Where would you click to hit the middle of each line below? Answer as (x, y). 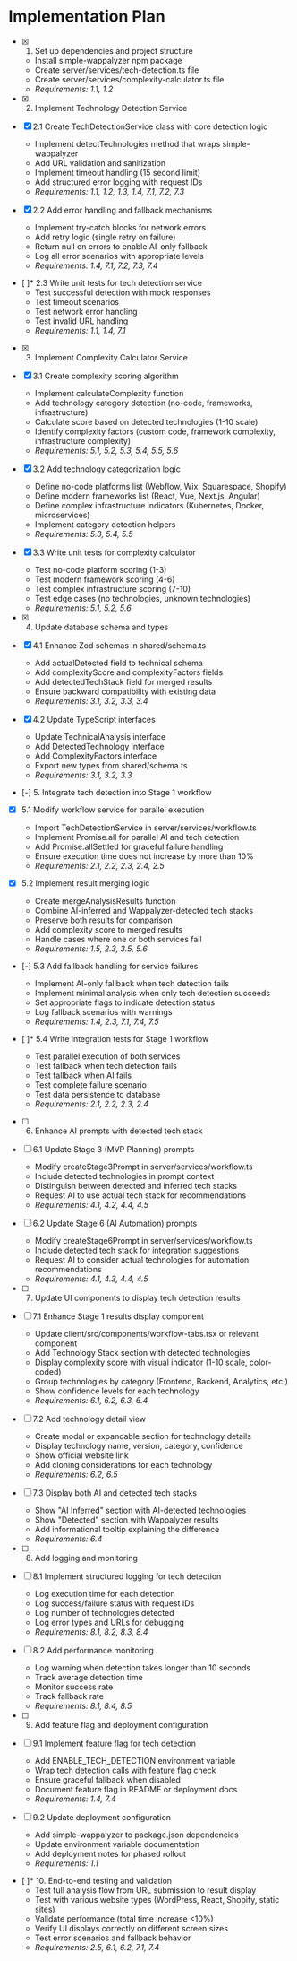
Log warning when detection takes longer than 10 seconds (143, 1668)
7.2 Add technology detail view (89, 1419)
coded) (48, 1372)
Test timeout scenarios (77, 301)
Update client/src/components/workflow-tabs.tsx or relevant (146, 1334)
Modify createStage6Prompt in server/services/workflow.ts (144, 1241)
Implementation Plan (87, 17)
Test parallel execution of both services (107, 1056)
